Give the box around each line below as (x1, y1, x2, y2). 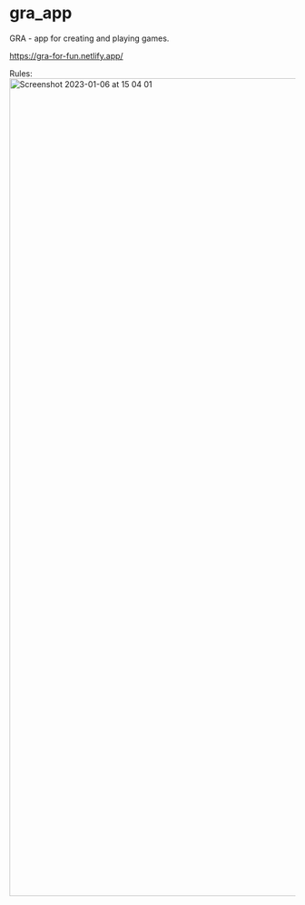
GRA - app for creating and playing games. (9, 33, 170, 44)
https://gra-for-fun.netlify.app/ (9, 50, 124, 61)
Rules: (9, 67, 34, 79)
